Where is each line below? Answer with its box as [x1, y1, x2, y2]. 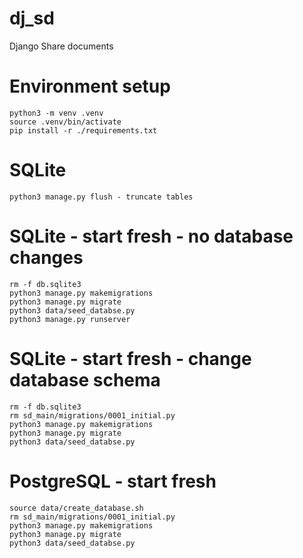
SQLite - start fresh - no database [9, 225, 294, 247]
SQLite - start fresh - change [9, 347, 252, 370]
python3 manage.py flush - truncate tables [9, 192, 194, 202]
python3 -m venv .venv [9, 108, 104, 118]
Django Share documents [9, 40, 114, 52]
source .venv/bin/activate [9, 117, 122, 127]
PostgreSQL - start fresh [9, 470, 217, 492]
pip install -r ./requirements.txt [9, 125, 158, 136]
